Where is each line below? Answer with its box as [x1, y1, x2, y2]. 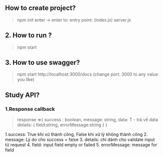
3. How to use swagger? [5, 58, 80, 67]
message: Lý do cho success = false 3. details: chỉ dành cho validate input [5, 137, 155, 143]
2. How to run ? [5, 31, 52, 40]
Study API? [5, 91, 40, 99]
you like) [17, 77, 35, 82]
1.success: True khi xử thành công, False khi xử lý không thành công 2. [5, 131, 148, 137]
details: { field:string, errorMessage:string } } [17, 122, 108, 128]
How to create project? [5, 4, 76, 12]
